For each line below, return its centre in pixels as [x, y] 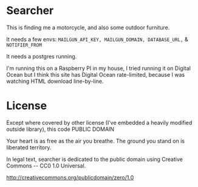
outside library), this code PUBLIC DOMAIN [60, 129]
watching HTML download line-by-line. [55, 81]
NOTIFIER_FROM [24, 45]
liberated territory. [29, 147]
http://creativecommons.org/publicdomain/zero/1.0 [70, 177]
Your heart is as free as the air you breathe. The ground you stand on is [96, 141]
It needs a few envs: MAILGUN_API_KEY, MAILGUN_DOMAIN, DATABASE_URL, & [97, 39]
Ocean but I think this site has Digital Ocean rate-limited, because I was [96, 74]
